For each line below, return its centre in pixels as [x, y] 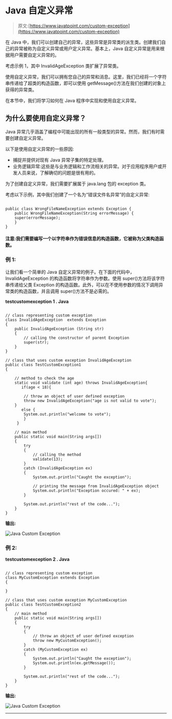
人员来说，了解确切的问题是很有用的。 [58, 173]
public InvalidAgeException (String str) [59, 329]
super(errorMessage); [37, 218]
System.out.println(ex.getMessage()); [74, 663]
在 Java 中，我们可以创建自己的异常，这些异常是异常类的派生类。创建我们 [83, 42]
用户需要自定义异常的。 [34, 55]
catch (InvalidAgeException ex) [58, 468]
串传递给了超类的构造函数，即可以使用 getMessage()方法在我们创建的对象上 [86, 83]
